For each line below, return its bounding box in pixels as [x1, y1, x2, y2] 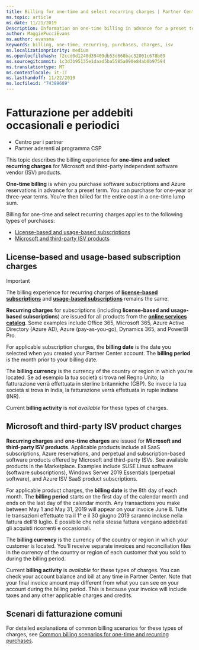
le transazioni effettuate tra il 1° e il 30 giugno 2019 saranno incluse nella [6, 512, 183, 519]
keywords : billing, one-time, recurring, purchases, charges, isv [6, 42, 174, 48]
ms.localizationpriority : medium [6, 48, 89, 53]
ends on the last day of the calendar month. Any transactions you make [6, 499, 181, 506]
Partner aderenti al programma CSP [14, 144, 102, 152]
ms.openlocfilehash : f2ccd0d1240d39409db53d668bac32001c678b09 [6, 53, 166, 59]
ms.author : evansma [6, 36, 54, 42]
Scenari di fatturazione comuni [6, 608, 123, 619]
